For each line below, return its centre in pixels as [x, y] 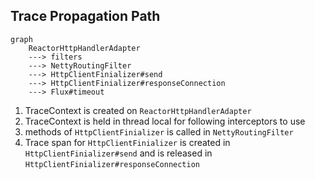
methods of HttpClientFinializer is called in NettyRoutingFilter [159, 131]
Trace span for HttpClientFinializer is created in [127, 142]
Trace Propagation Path [85, 16]
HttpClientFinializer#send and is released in [118, 153]
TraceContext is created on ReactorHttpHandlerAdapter [138, 110]
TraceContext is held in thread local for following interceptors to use [165, 121]
